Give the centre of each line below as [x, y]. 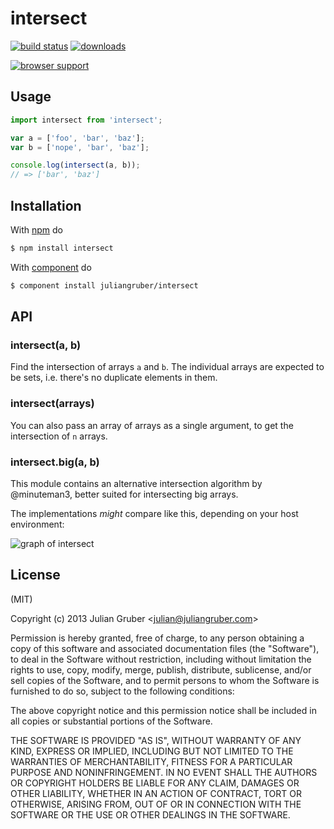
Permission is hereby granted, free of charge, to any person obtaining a [157, 638]
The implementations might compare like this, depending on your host [154, 513]
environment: [37, 524]
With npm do [36, 229]
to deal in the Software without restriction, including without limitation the [161, 659]
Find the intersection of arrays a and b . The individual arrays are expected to [167, 367]
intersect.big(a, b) [55, 462]
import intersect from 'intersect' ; [86, 120]
